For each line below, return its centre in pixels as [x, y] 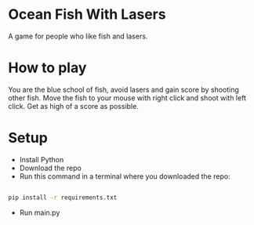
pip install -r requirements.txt [63, 198]
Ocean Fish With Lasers [87, 15]
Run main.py [40, 212]
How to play [47, 68]
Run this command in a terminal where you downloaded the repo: [125, 176]
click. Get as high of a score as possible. [73, 106]
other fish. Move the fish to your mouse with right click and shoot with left [127, 98]
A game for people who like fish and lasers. [78, 36]
